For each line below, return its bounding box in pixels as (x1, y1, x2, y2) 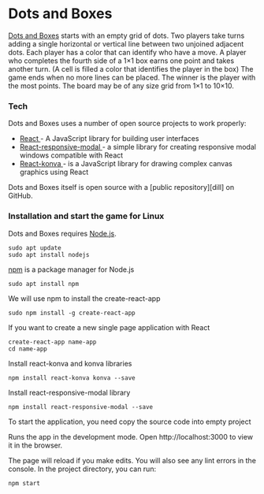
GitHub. (8, 191, 33, 201)
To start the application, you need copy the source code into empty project (8, 417, 251, 426)
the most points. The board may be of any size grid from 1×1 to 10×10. (8, 80, 235, 91)
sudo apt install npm (8, 280, 80, 288)
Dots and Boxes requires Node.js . (8, 228, 117, 238)
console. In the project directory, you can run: (8, 464, 156, 474)
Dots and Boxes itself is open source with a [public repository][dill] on (8, 183, 235, 192)
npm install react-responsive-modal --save (8, 403, 154, 410)
